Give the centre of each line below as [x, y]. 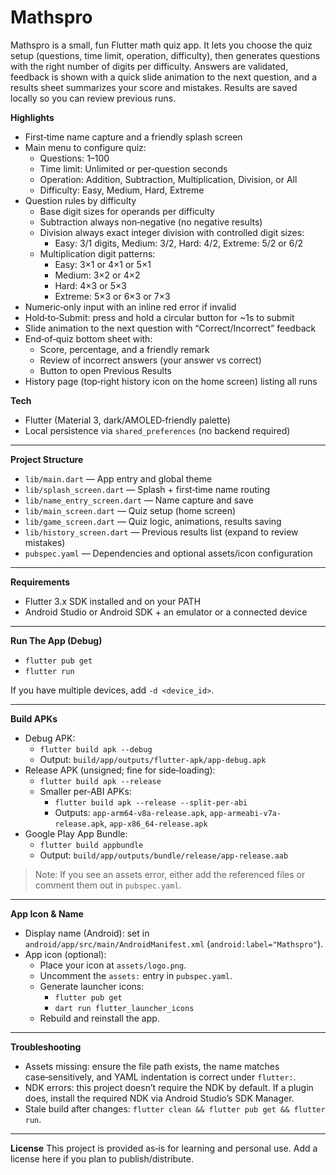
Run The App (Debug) [56, 640]
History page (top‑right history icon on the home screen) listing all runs [171, 381]
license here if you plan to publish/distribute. [102, 1158]
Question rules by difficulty [80, 200]
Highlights [32, 117]
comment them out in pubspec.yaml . [108, 885]
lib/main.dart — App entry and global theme [118, 478]
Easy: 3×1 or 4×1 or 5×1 [103, 264]
